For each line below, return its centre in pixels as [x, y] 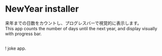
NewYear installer [42, 9]
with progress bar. [23, 34]
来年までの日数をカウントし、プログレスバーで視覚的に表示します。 [73, 23]
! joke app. [16, 48]
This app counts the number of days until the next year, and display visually [81, 28]
